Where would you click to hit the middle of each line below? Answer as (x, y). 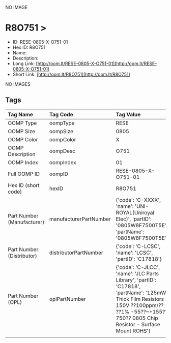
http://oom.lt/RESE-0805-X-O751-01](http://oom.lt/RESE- (97, 64)
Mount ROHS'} (133, 331)
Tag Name (20, 114)
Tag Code (61, 114)
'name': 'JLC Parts (137, 273)
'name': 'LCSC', (134, 253)
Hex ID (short (24, 185)
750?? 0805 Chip (137, 318)
